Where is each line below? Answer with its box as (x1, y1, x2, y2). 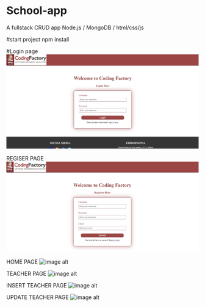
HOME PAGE (6, 258, 38, 265)
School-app (6, 4, 67, 18)
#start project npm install (6, 35, 70, 43)
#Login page (6, 47, 38, 55)
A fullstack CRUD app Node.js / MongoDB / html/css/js (6, 24, 145, 31)
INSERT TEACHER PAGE (6, 281, 67, 289)
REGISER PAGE (6, 154, 44, 162)
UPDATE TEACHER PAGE (6, 294, 69, 301)
